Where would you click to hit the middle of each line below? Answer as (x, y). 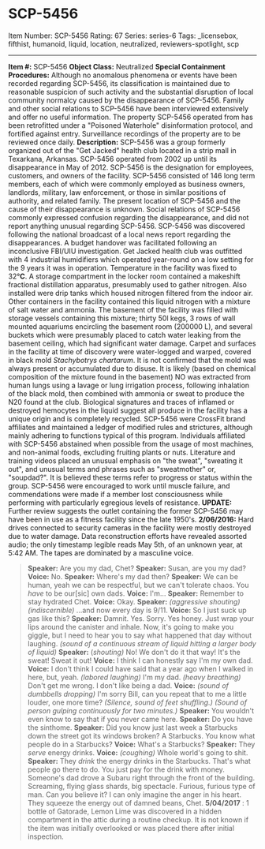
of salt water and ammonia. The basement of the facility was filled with (123, 309)
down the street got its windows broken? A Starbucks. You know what (141, 735)
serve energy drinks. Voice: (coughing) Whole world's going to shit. (138, 752)
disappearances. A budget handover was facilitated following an (112, 242)
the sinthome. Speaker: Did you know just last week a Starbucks (132, 727)
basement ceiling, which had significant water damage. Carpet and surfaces (132, 343)
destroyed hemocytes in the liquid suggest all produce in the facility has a (128, 410)
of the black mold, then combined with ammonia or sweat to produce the (126, 393)
